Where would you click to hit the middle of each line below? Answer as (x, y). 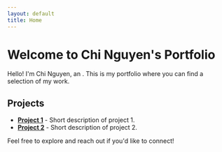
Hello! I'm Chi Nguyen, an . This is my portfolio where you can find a (105, 74)
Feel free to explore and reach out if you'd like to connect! (91, 141)
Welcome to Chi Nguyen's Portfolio (111, 55)
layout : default (31, 14)
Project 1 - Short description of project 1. (76, 120)
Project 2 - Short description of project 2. (77, 128)
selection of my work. (39, 82)
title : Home (25, 20)
